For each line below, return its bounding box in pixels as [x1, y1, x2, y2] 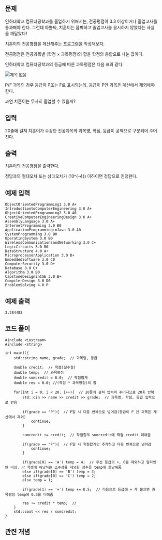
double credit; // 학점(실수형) [14, 365, 76, 370]
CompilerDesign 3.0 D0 [5, 278, 51, 284]
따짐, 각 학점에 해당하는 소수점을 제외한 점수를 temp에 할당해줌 [10, 465, 122, 470]
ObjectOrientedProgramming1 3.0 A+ [5, 202, 77, 207]
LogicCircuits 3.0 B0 [5, 244, 49, 250]
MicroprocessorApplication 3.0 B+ [5, 253, 75, 258]
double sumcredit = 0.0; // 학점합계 [14, 375, 88, 380]
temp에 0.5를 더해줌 [16, 492, 54, 497]
